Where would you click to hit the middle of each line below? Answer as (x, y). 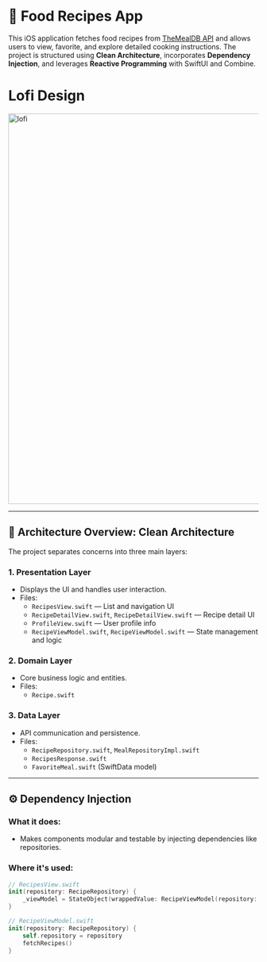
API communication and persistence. (80, 733)
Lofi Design (46, 96)
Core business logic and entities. (73, 678)
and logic (46, 640)
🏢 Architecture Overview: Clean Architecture (122, 532)
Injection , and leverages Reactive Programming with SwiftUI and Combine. (132, 64)
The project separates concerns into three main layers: (98, 551)
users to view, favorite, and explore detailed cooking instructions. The (122, 46)
